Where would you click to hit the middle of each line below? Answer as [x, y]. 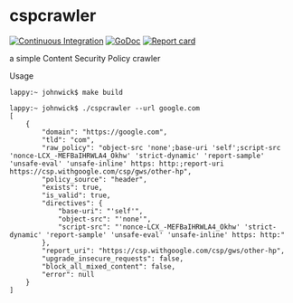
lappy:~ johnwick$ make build [66, 92]
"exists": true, [72, 187]
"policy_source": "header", [95, 179]
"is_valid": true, [76, 195]
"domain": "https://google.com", [105, 132]
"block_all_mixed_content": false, [109, 266]
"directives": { [72, 203]
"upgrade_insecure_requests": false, [113, 259]
